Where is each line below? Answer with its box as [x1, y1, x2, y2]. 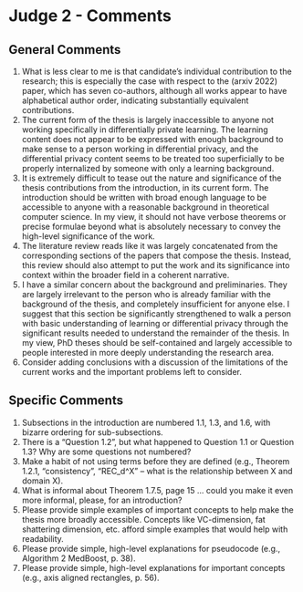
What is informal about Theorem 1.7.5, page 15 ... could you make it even [21, 484, 294, 495]
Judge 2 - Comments [8, 5, 172, 26]
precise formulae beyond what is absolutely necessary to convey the [21, 221, 281, 232]
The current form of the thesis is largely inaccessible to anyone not [21, 115, 275, 125]
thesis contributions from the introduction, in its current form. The [21, 182, 269, 192]
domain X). [21, 475, 64, 486]
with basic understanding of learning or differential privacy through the [21, 318, 288, 328]
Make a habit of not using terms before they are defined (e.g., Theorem [21, 455, 290, 466]
